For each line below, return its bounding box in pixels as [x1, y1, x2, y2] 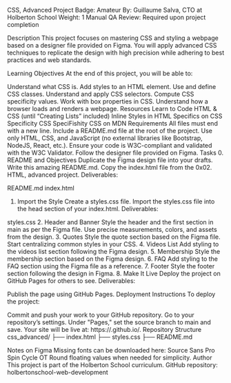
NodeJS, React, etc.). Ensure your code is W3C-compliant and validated [7, 141, 212, 149]
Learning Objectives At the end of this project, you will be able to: [7, 69, 193, 77]
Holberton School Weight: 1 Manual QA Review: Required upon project [7, 13, 206, 21]
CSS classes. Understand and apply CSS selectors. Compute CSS [7, 90, 194, 98]
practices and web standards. [7, 56, 92, 64]
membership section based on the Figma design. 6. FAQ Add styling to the [7, 255, 219, 263]
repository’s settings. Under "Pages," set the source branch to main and [7, 318, 212, 326]
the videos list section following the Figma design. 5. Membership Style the [7, 248, 221, 255]
